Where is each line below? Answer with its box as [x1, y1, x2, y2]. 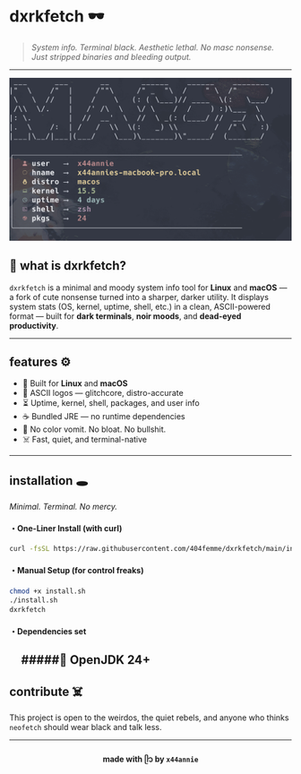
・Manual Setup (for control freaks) [9, 564, 144, 575]
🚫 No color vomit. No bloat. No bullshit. [21, 424, 167, 434]
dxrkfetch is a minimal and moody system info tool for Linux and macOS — [9, 282, 288, 293]
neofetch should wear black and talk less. [9, 721, 163, 732]
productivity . [9, 320, 59, 331]
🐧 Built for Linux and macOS [21, 378, 128, 389]
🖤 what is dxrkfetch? [9, 258, 127, 273]
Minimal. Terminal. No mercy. [9, 502, 118, 512]
